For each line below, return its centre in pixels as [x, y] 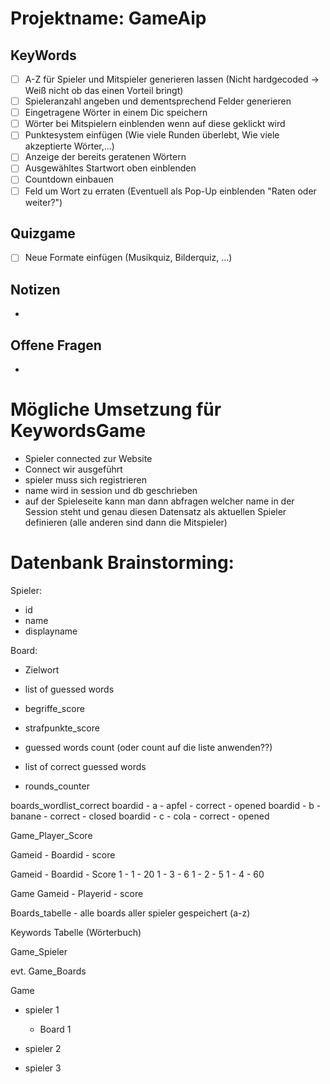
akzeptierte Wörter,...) [69, 146]
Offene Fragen [56, 345]
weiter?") [43, 202]
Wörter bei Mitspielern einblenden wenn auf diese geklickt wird [155, 124]
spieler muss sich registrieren [85, 480]
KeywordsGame [78, 431]
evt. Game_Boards [48, 971]
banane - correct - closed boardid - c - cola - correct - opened [140, 816]
